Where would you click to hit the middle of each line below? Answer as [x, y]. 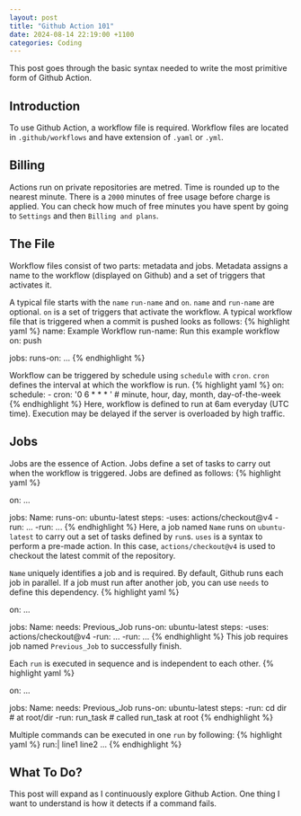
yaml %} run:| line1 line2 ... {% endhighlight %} [96, 744]
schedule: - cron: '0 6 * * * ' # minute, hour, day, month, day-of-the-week [145, 394]
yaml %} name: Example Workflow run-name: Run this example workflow [145, 331]
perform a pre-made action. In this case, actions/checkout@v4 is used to [142, 545]
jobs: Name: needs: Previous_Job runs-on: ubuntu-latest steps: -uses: [139, 626]
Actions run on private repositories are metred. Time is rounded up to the [145, 187]
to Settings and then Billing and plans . [84, 216]
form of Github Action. [51, 78]
